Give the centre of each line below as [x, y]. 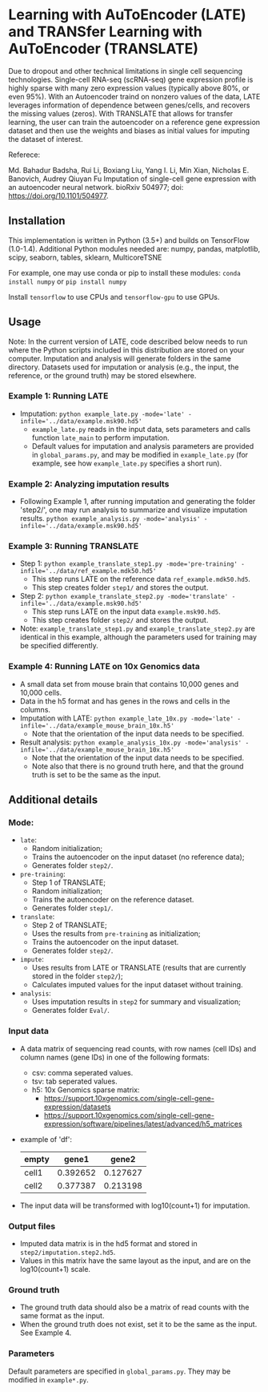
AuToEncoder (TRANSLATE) [103, 49]
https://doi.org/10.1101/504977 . [58, 196]
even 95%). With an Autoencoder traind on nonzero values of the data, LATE [134, 96]
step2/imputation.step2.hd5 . [68, 1253]
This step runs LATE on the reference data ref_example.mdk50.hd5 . [141, 579]
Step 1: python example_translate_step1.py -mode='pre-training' [129, 563]
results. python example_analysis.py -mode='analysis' [110, 518]
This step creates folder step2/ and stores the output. [120, 620]
